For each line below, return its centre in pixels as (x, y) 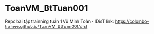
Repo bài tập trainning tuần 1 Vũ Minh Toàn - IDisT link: (60, 21)
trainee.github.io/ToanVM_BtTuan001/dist (46, 26)
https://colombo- (132, 21)
